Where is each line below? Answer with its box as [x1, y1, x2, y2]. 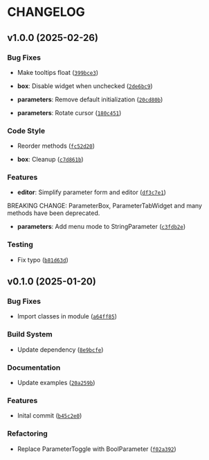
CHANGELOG [7, 4, 85, 20]
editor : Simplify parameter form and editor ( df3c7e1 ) [17, 188, 166, 196]
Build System [7, 330, 53, 339]
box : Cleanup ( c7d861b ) [17, 155, 84, 164]
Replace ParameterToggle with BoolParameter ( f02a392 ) [17, 445, 176, 453]
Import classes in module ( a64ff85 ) [17, 312, 118, 321]
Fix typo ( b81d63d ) [17, 255, 69, 264]
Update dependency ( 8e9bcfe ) [17, 345, 104, 354]
